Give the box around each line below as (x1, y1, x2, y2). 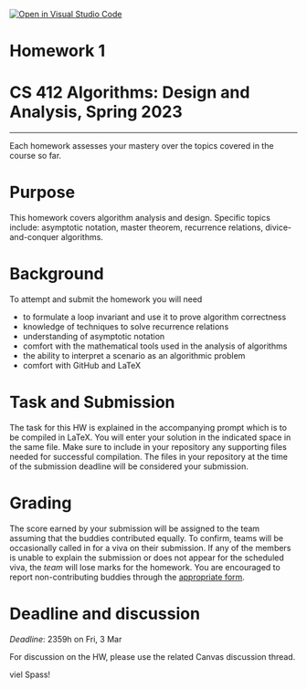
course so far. (9, 151, 62, 162)
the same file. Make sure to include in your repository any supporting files (9, 441, 288, 452)
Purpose (9, 183, 76, 203)
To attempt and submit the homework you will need (9, 294, 203, 305)
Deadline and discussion (9, 603, 201, 624)
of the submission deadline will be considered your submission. (9, 461, 249, 472)
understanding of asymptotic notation (22, 331, 165, 341)
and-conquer (9, 232, 59, 243)
